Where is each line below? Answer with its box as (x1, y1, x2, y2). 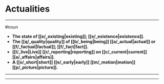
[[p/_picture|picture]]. (12, 64, 59, 70)
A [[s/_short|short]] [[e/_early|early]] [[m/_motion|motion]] (12, 59, 136, 65)
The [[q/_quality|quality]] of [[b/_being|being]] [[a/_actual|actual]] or (12, 38, 156, 44)
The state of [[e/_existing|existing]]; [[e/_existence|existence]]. (12, 33, 145, 39)
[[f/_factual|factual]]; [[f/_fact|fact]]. (12, 44, 89, 50)
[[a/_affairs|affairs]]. (12, 54, 55, 60)
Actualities (5, 3, 50, 15)
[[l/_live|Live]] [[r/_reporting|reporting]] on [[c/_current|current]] (12, 49, 147, 54)
